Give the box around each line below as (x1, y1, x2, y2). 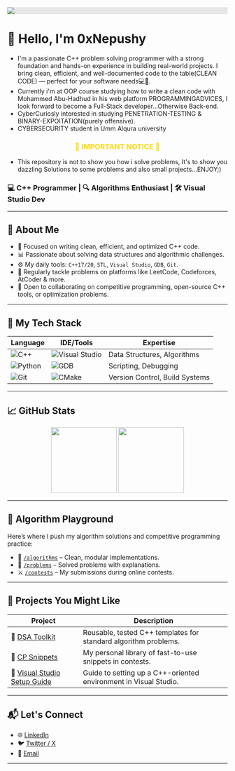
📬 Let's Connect (7, 709, 84, 720)
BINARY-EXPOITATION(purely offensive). (17, 116, 136, 125)
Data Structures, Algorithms (108, 350, 200, 360)
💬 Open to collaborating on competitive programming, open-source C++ (17, 283, 226, 291)
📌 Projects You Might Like (7, 595, 121, 607)
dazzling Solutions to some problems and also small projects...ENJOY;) (17, 165, 222, 174)
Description (134, 615, 173, 625)
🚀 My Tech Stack (7, 317, 82, 329)
